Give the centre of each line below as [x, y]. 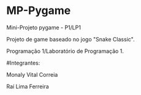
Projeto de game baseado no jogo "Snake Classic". [70, 39]
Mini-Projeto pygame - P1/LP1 [44, 27]
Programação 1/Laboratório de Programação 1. [65, 51]
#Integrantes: [23, 63]
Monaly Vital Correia [32, 74]
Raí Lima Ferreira [28, 86]
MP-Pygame [39, 11]
